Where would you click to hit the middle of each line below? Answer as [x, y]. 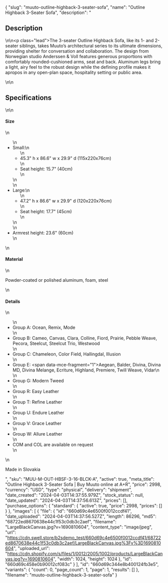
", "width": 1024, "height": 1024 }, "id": [93, 559]
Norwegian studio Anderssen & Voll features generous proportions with [79, 56]
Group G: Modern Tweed [38, 381]
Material [14, 259]
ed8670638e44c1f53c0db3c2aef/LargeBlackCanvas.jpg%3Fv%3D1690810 [83, 543]
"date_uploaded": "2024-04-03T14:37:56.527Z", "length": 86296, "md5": [81, 516]
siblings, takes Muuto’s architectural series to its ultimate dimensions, [91, 46]
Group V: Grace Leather [37, 424]
